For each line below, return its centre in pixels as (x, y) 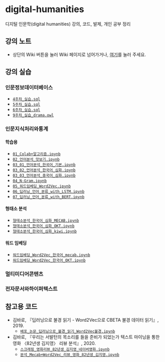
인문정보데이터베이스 (29, 88)
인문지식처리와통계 (27, 129)
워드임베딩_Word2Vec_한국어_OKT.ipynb (49, 260)
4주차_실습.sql (26, 99)
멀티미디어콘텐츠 (24, 274)
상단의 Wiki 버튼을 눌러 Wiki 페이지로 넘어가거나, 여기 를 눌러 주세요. (79, 55)
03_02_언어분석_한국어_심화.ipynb (44, 170)
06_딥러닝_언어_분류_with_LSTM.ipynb (48, 191)
